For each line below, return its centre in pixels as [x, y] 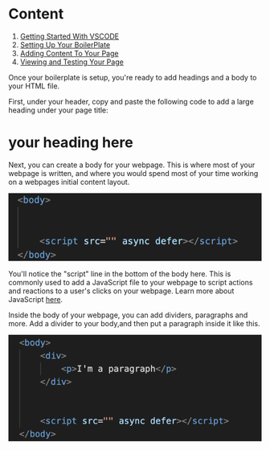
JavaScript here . [35, 299]
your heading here [71, 143]
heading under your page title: [58, 110]
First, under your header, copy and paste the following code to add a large [131, 101]
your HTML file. [34, 86]
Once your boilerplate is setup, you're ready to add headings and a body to [133, 77]
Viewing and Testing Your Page [72, 62]
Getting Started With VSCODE [69, 36]
